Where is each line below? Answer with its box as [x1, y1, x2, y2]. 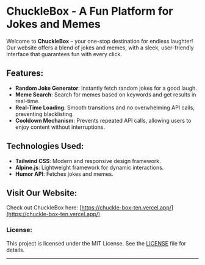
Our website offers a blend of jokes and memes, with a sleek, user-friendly [6, 44, 194, 51]
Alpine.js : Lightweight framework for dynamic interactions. [15, 164, 164, 171]
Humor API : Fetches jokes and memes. [15, 170, 114, 178]
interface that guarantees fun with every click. [6, 50, 122, 57]
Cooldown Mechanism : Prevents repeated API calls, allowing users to [15, 117, 192, 124]
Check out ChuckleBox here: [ [6, 204, 82, 211]
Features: [6, 68, 44, 79]
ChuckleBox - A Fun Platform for [6, 4, 173, 18]
